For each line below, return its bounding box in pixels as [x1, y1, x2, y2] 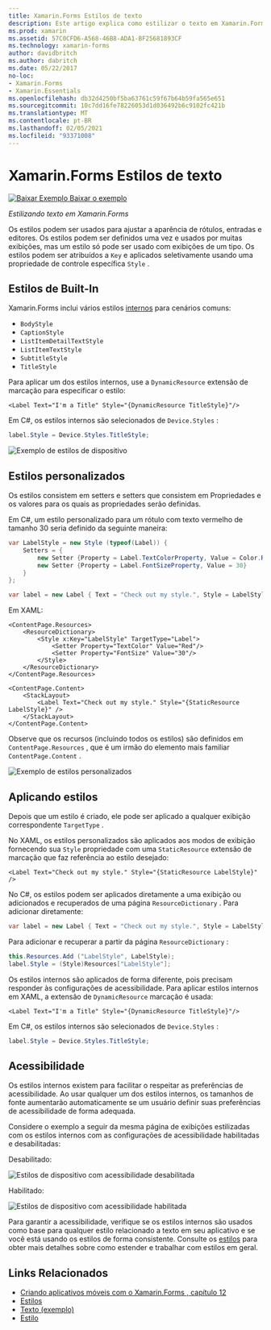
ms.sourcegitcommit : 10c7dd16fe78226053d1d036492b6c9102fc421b [8, 102, 226, 110]
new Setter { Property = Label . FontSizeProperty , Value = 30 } [37, 561, 248, 569]
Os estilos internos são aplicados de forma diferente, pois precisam [8, 975, 233, 984]
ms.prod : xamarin [8, 27, 67, 35]
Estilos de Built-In [8, 281, 99, 295]
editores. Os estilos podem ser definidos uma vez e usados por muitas [8, 233, 243, 243]
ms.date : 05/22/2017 [8, 64, 78, 73]
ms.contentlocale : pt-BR [8, 117, 92, 125]
